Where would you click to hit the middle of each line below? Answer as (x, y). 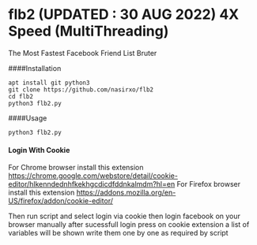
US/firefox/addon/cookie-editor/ (60, 201)
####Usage (28, 118)
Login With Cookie (39, 150)
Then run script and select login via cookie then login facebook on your (125, 216)
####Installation (35, 68)
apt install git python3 (49, 83)
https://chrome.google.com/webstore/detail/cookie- (93, 176)
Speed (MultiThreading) (89, 31)
